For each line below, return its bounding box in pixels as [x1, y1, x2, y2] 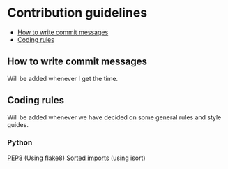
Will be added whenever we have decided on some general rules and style [7, 113, 222, 122]
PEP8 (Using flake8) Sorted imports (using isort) [7, 154, 146, 162]
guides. [7, 120, 29, 128]
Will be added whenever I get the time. [7, 74, 119, 82]
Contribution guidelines [7, 5, 148, 21]
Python [7, 138, 33, 147]
